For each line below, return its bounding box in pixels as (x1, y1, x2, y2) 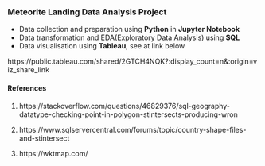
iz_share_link (7, 65, 49, 75)
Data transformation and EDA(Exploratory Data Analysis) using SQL (18, 33, 240, 42)
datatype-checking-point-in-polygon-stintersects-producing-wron (18, 110, 238, 119)
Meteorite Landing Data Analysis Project (7, 6, 167, 17)
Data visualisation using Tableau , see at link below (18, 41, 185, 51)
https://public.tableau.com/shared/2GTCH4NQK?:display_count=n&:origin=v (7, 56, 258, 66)
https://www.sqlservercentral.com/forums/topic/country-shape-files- (18, 125, 247, 134)
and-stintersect (18, 133, 70, 143)
